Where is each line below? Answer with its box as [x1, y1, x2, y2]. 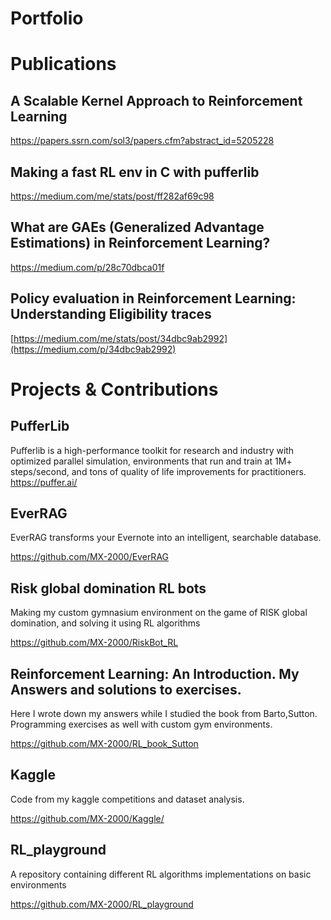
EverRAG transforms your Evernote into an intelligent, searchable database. [10, 532, 322, 544]
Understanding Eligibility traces [10, 306, 212, 323]
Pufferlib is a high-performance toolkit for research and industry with [10, 444, 295, 456]
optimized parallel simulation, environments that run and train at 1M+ [10, 455, 293, 467]
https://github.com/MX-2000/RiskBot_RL [10, 637, 179, 649]
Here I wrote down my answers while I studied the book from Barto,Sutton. [10, 708, 318, 720]
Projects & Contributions [10, 378, 219, 401]
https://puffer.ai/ [10, 476, 78, 488]
